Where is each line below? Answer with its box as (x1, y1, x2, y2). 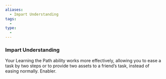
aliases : (5, 7, 23, 12)
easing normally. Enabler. (5, 68, 57, 74)
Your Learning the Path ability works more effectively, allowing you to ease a (5, 58, 162, 64)
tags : (5, 16, 16, 21)
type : (5, 26, 16, 31)
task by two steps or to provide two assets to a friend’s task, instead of (5, 63, 150, 69)
